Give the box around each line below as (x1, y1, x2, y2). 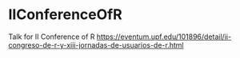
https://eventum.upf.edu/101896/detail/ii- (96, 32, 232, 41)
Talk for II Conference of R (8, 32, 95, 41)
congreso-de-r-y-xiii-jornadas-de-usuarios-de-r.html (8, 40, 184, 49)
